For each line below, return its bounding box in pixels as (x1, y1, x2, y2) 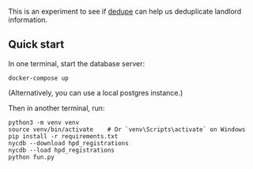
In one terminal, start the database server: (8, 58, 145, 68)
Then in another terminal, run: (8, 103, 105, 113)
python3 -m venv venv (8, 118, 80, 126)
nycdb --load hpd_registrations (8, 146, 115, 154)
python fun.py (8, 153, 55, 161)
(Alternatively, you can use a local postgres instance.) (8, 88, 183, 97)
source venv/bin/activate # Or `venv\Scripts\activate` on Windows (8, 126, 246, 133)
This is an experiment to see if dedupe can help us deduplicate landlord (8, 7, 242, 16)
